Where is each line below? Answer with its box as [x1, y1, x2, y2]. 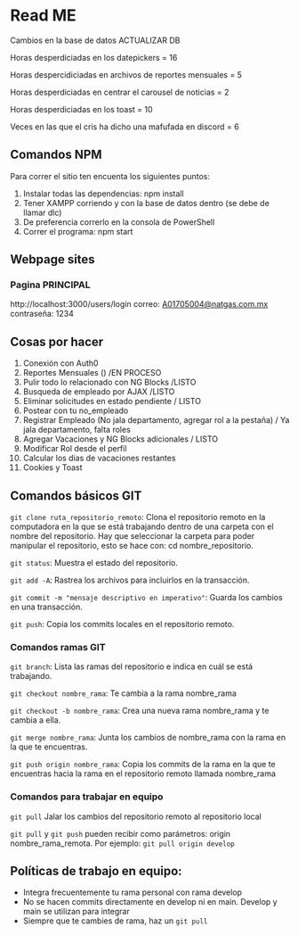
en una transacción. [10, 601, 84, 612]
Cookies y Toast [22, 462, 83, 473]
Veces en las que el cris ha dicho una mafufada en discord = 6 [10, 121, 239, 132]
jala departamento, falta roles [22, 425, 132, 435]
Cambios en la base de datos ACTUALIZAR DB [10, 35, 181, 46]
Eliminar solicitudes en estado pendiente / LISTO [22, 396, 202, 407]
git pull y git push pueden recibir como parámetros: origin [10, 828, 230, 839]
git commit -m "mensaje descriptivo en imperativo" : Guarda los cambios [10, 592, 283, 603]
